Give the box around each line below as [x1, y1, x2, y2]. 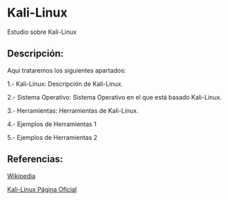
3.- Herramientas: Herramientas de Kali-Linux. [7, 106, 139, 115]
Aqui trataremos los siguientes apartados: [7, 66, 126, 74]
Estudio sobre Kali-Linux [7, 28, 77, 36]
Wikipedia [7, 172, 36, 180]
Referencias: [7, 154, 64, 165]
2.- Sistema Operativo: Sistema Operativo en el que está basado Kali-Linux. [7, 93, 222, 101]
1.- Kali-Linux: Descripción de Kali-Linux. [7, 80, 123, 88]
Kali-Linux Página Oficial [7, 185, 77, 193]
